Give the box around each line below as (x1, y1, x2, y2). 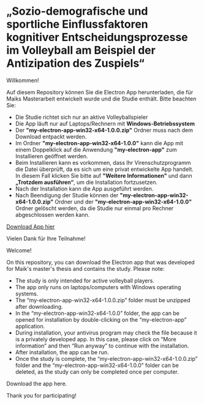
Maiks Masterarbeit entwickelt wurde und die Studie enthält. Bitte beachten (6, 95, 197, 102)
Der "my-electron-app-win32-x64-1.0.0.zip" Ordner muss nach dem (15, 126, 193, 134)
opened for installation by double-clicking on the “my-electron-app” (15, 316, 187, 323)
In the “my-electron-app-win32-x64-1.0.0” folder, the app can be (15, 309, 179, 317)
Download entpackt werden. (15, 133, 87, 140)
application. (15, 322, 45, 330)
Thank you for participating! (6, 392, 77, 399)
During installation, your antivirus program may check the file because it (15, 329, 197, 336)
